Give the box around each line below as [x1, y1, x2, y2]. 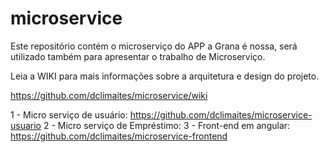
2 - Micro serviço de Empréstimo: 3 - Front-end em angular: [43, 119, 291, 131]
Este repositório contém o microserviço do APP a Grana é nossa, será [10, 40, 298, 52]
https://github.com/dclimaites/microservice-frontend [10, 130, 228, 142]
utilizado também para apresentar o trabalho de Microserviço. [10, 50, 266, 62]
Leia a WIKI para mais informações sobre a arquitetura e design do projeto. [10, 70, 320, 82]
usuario [10, 119, 42, 131]
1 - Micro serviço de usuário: [10, 108, 128, 121]
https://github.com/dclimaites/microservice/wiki [10, 89, 208, 101]
